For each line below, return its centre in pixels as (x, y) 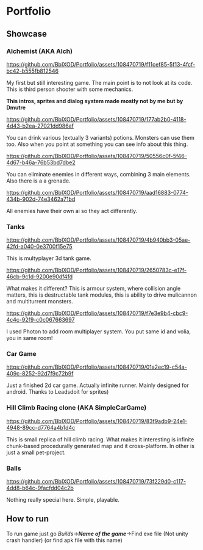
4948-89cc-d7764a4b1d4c (41, 427)
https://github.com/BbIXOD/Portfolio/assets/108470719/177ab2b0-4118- (96, 119)
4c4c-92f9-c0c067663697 (41, 320)
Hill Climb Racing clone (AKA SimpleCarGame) (77, 408)
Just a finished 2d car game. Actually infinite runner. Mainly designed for (98, 385)
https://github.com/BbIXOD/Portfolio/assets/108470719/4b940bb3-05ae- (98, 240)
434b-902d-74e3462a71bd (41, 199)
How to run (28, 519)
